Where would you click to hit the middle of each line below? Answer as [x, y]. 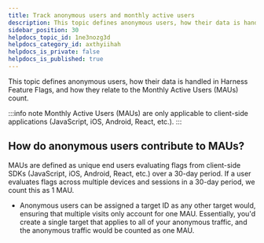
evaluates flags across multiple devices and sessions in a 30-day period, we [132, 182]
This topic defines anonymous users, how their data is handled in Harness [128, 81]
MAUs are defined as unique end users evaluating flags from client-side [125, 165]
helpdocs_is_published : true [56, 60]
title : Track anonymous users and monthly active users [101, 15]
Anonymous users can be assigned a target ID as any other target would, [137, 205]
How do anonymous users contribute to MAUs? [126, 146]
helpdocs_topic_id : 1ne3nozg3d [59, 37]
